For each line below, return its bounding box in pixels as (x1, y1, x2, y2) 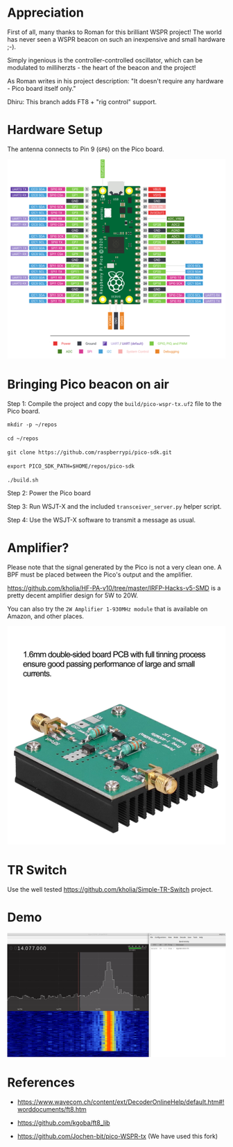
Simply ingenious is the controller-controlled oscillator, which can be (7, 56, 203, 64)
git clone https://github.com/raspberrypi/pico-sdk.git (7, 449, 172, 456)
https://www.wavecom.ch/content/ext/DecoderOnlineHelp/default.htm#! (17, 1098, 225, 1106)
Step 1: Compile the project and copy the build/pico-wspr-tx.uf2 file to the (7, 399, 222, 407)
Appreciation (7, 5, 85, 21)
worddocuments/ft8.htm (17, 1105, 87, 1113)
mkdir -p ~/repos (7, 421, 58, 428)
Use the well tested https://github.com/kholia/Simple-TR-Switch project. (7, 885, 214, 893)
